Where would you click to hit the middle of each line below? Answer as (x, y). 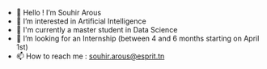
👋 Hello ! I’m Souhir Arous (59, 13)
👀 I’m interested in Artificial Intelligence (81, 21)
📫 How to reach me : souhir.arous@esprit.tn (90, 56)
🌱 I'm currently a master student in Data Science (97, 30)
